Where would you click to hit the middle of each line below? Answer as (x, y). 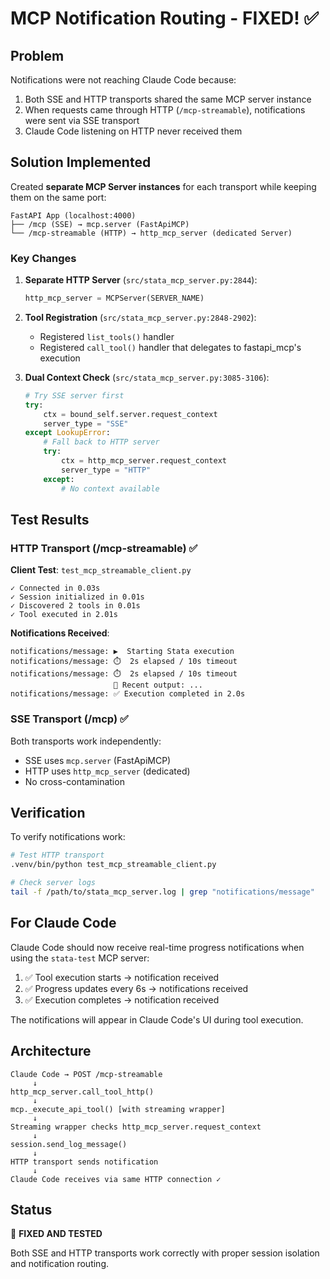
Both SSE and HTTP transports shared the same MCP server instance (168, 99)
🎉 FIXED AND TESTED (56, 1234)
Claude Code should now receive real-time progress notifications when (157, 947)
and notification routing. (59, 1264)
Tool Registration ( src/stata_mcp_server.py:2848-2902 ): (140, 317)
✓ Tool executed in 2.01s (64, 615)
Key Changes (43, 258)
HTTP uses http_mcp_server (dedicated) (107, 771)
